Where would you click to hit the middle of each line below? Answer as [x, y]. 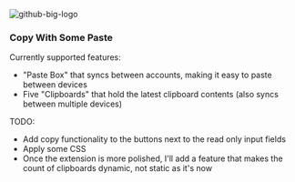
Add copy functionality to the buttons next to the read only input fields [154, 139]
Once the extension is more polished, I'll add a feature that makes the [153, 158]
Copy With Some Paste [61, 37]
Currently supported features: [65, 57]
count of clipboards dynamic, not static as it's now [117, 168]
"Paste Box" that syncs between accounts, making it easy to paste [147, 75]
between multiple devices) [72, 104]
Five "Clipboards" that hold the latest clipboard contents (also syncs [151, 95]
